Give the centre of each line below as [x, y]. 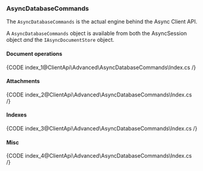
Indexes [17, 115]
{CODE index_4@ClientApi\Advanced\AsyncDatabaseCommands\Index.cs [99, 156]
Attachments [23, 81]
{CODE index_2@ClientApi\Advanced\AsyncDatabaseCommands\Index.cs [99, 95]
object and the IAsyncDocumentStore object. [60, 40]
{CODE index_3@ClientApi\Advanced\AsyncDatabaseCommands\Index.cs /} [102, 128]
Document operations [34, 53]
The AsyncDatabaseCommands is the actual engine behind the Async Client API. [102, 22]
